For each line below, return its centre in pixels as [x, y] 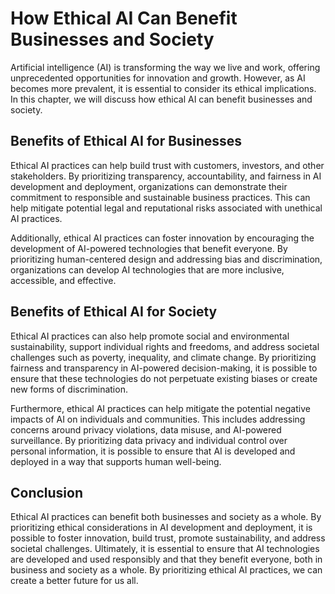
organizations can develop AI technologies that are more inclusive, [147, 269]
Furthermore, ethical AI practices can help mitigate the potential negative [160, 408]
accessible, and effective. [63, 280]
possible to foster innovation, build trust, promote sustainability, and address [168, 538]
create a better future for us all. [74, 581]
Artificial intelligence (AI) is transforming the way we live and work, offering [165, 67]
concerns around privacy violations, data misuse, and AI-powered [146, 429]
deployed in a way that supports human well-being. [116, 461]
